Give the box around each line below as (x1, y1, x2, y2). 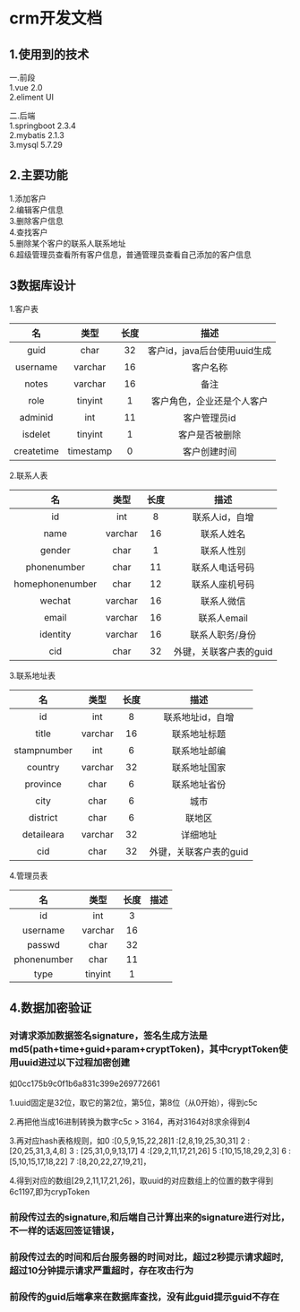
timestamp (67, 445, 113, 457)
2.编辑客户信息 (9, 204, 64, 215)
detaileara (21, 828, 64, 840)
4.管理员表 (9, 870, 48, 881)
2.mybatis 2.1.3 (9, 130, 64, 140)
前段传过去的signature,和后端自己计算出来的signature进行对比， (9, 1212, 290, 1224)
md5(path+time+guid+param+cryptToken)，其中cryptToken (9, 1042, 279, 1055)
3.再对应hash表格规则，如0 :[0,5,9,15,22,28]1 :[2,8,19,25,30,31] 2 (9, 1135, 246, 1146)
